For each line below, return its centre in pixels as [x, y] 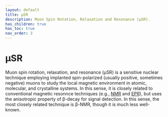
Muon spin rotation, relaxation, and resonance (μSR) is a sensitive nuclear [82, 72]
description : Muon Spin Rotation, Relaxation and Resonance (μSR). [78, 19]
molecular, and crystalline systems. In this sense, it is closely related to [79, 88]
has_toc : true [20, 29]
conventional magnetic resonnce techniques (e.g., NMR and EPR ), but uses [83, 93]
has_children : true [26, 24]
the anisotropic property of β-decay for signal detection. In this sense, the [82, 99]
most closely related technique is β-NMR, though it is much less [72, 104]
